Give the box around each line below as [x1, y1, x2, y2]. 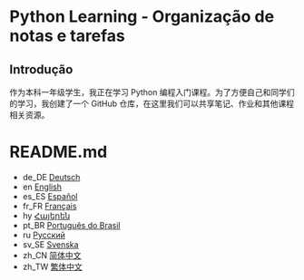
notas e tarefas [9, 25, 125, 46]
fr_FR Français [22, 200, 77, 211]
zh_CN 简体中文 [22, 249, 82, 260]
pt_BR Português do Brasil [22, 219, 121, 230]
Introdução [9, 62, 74, 77]
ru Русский [22, 229, 65, 240]
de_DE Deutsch [22, 171, 81, 182]
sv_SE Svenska [22, 238, 79, 250]
